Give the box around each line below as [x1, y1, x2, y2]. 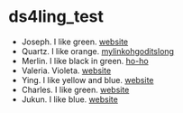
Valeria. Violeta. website [21, 65, 112, 76]
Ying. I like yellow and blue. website [21, 74, 154, 85]
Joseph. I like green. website [21, 36, 129, 47]
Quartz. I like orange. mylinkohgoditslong [21, 45, 175, 56]
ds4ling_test [8, 6, 105, 27]
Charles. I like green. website [21, 84, 130, 95]
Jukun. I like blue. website [21, 93, 118, 105]
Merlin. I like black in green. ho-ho [21, 55, 150, 66]
